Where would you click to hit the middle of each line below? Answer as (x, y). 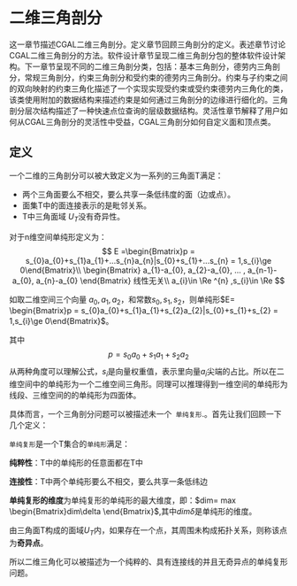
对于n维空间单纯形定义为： (58, 236)
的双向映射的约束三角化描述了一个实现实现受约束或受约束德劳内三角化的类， (148, 89)
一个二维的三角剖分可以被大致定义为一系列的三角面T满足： (116, 175)
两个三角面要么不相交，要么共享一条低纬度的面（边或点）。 (129, 194)
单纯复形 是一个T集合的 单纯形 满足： (70, 443)
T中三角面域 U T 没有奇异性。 (73, 217)
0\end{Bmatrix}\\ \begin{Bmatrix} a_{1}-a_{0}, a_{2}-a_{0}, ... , (133, 270)
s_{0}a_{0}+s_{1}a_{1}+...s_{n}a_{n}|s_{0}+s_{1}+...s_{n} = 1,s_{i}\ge (148, 260)
